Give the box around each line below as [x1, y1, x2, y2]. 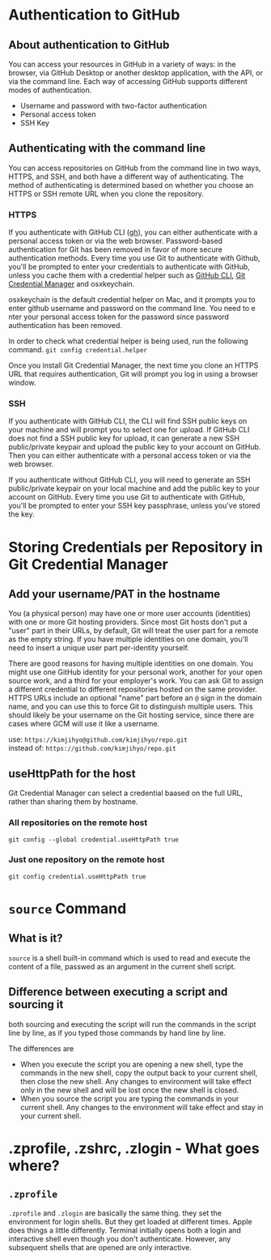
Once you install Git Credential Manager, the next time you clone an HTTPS [8, 360, 259, 370]
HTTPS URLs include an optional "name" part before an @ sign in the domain [8, 693, 262, 703]
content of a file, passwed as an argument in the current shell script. [8, 961, 236, 971]
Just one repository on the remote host [8, 854, 165, 866]
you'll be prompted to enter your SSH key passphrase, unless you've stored [8, 500, 260, 511]
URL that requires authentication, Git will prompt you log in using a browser [8, 369, 259, 379]
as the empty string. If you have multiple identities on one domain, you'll [8, 634, 248, 645]
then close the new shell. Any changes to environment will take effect [19, 1076, 252, 1086]
